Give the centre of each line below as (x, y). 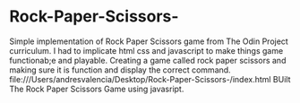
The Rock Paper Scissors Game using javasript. (97, 89)
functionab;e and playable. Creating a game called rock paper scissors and (148, 60)
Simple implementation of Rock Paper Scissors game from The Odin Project (149, 41)
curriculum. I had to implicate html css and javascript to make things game (146, 50)
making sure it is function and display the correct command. (120, 70)
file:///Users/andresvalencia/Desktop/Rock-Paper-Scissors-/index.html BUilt (150, 79)
